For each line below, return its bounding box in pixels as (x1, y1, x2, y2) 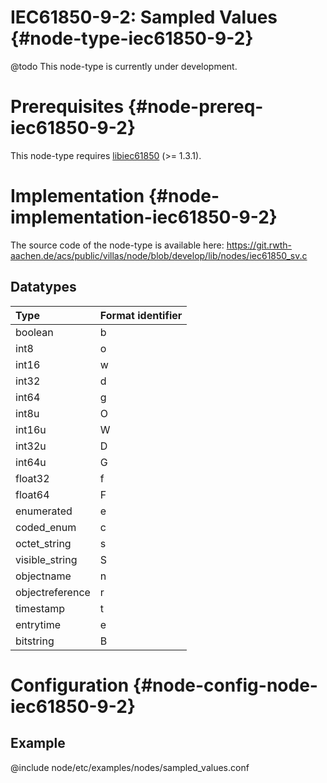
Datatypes (10, 279, 77, 296)
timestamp (15, 601, 66, 615)
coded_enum (15, 520, 77, 534)
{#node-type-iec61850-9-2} (10, 27, 254, 50)
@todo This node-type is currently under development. (10, 60, 238, 72)
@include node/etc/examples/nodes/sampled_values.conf (10, 761, 250, 773)
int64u (15, 455, 47, 469)
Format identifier (99, 308, 183, 322)
